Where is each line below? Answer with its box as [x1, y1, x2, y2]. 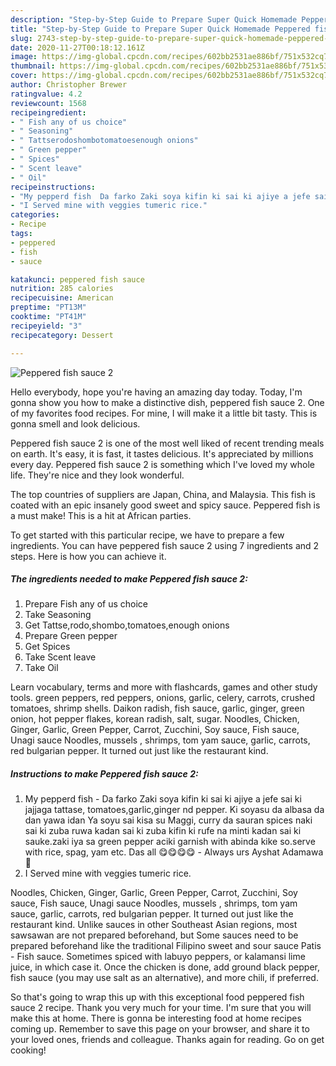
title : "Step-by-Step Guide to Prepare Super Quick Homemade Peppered [10, 24, 311, 34]
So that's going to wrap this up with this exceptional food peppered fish [10, 991, 305, 1003]
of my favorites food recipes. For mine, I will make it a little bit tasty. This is [10, 407, 318, 419]
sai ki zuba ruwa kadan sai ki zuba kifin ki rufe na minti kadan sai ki [24, 825, 302, 837]
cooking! [10, 1044, 47, 1056]
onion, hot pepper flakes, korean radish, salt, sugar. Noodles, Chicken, [10, 713, 300, 725]
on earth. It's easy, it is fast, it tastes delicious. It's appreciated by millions [10, 447, 314, 460]
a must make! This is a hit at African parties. [10, 509, 192, 521]
